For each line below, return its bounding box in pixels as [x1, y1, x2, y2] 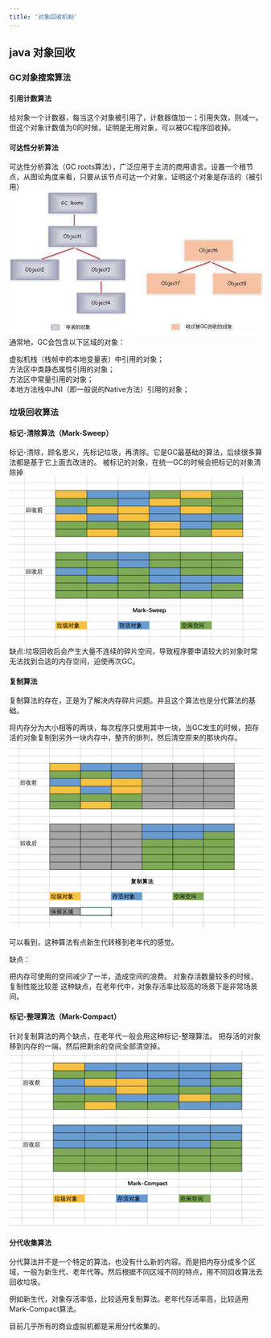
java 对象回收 [9, 46, 76, 60]
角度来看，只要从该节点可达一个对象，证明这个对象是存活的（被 [43, 172, 256, 182]
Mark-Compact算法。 [9, 1304, 81, 1314]
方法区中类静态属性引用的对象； [9, 364, 115, 374]
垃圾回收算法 [9, 407, 60, 418]
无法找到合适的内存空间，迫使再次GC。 [9, 656, 140, 667]
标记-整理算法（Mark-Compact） [9, 1012, 121, 1021]
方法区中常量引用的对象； [9, 375, 94, 384]
